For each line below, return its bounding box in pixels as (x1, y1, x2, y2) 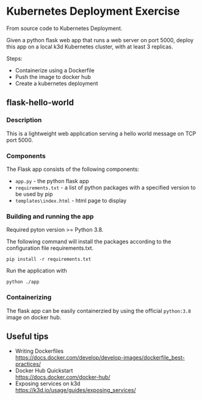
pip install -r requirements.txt (6, 256, 92, 263)
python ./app (6, 279, 40, 285)
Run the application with (6, 267, 67, 274)
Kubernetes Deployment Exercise (6, 4, 180, 18)
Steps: (6, 55, 23, 62)
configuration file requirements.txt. (6, 244, 94, 252)
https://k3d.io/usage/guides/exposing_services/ (15, 387, 136, 394)
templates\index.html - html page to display (15, 197, 127, 204)
